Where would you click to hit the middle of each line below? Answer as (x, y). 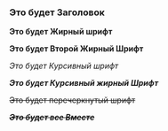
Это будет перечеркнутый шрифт (72, 100)
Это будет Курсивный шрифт (64, 66)
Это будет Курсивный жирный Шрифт (84, 83)
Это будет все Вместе (52, 118)
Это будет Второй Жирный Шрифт (76, 49)
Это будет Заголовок (57, 12)
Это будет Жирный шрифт (61, 32)
